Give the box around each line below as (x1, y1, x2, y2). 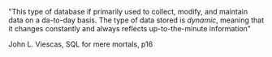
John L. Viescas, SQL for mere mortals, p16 (8, 39, 153, 49)
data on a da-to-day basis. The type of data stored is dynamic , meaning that (8, 15, 265, 25)
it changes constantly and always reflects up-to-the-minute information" (8, 24, 252, 33)
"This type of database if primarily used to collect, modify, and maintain (8, 7, 248, 16)
